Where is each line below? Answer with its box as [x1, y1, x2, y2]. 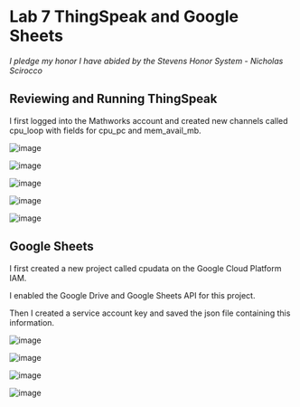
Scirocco [9, 65, 43, 76]
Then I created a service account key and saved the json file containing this [9, 308, 291, 318]
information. [9, 317, 55, 327]
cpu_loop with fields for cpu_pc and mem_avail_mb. [9, 125, 202, 136]
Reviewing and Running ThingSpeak [9, 91, 218, 107]
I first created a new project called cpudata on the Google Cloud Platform [9, 262, 282, 273]
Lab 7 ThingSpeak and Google [9, 6, 239, 27]
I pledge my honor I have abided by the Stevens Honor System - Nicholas [9, 55, 284, 66]
